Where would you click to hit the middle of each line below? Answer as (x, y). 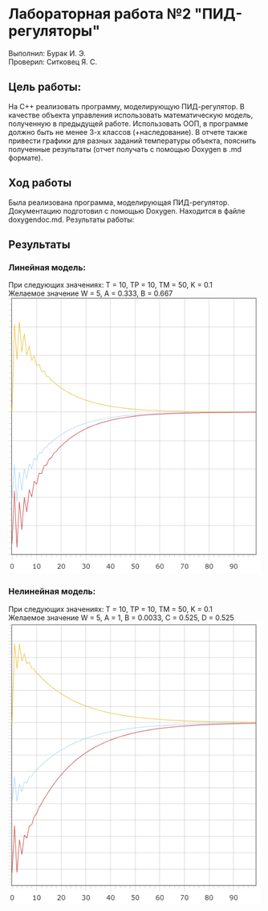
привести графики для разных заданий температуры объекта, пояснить (132, 141)
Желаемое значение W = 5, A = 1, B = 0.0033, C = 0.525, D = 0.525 (121, 617)
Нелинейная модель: (52, 591)
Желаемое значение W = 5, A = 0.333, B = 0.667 (91, 293)
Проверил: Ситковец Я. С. (53, 62)
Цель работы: (45, 87)
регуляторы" (54, 31)
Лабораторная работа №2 (100, 14)
